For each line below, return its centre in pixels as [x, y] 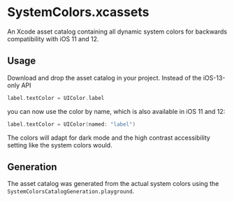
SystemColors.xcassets [78, 12]
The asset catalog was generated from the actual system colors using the [113, 184]
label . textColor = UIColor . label [56, 98]
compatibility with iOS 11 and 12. [53, 38]
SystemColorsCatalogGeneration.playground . [71, 191]
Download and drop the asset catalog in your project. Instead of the [104, 78]
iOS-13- [214, 78]
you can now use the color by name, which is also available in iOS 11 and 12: [116, 111]
